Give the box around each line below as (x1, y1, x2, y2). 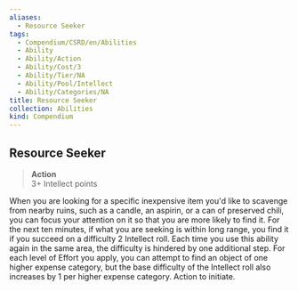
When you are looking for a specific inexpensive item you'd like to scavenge (9, 195, 288, 206)
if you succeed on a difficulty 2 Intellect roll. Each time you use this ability (9, 233, 278, 244)
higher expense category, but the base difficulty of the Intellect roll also (9, 262, 271, 272)
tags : (9, 29, 29, 38)
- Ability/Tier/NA (17, 71, 86, 80)
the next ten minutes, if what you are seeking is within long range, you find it (9, 223, 289, 234)
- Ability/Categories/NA (17, 87, 109, 96)
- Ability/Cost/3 (17, 63, 82, 72)
